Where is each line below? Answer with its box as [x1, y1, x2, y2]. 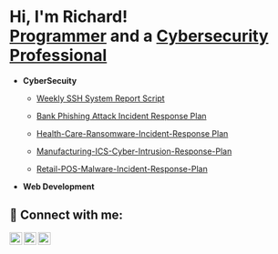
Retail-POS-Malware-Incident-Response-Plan [36, 163, 208, 174]
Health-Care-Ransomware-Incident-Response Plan [36, 127, 229, 138]
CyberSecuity [22, 75, 77, 86]
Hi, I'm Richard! [9, 6, 129, 27]
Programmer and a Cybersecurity [9, 25, 269, 46]
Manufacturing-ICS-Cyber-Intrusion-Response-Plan [36, 146, 232, 157]
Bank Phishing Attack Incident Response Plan [36, 110, 207, 121]
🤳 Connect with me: [9, 208, 123, 223]
